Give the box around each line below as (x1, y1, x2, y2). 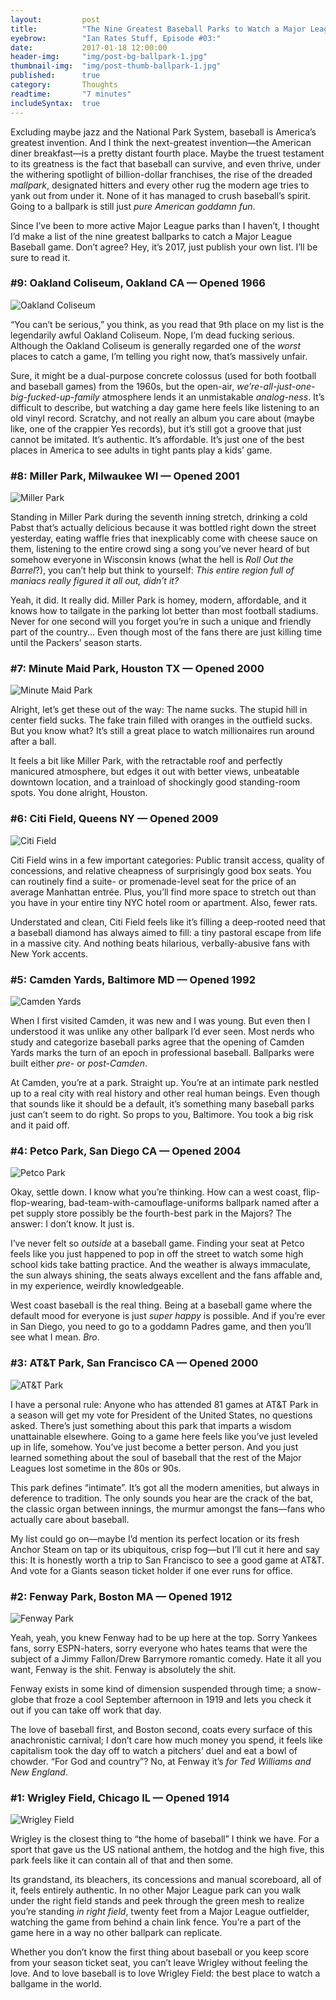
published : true (10, 71, 101, 81)
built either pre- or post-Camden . (10, 1057, 148, 1069)
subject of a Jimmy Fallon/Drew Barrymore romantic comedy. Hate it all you (10, 1652, 322, 1665)
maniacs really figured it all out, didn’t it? (10, 575, 180, 587)
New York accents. (10, 947, 88, 960)
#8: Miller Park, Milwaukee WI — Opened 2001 (10, 469, 240, 483)
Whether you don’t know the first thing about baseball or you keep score (10, 1946, 310, 1958)
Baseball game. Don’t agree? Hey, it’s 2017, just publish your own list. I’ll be (10, 241, 318, 253)
